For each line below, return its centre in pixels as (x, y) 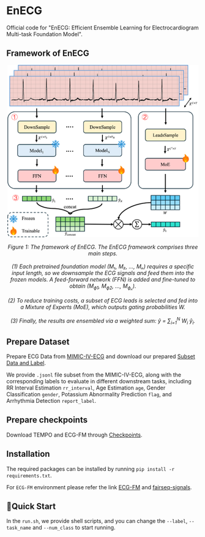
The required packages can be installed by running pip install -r (91, 468)
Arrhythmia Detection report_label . (51, 400)
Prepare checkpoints (47, 420)
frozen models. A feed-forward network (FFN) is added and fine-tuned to (103, 279)
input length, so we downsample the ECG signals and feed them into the (103, 272)
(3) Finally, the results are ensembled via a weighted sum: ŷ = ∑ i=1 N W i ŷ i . (103, 321)
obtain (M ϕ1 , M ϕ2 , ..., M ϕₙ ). (103, 287)
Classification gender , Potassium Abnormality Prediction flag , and (89, 394)
